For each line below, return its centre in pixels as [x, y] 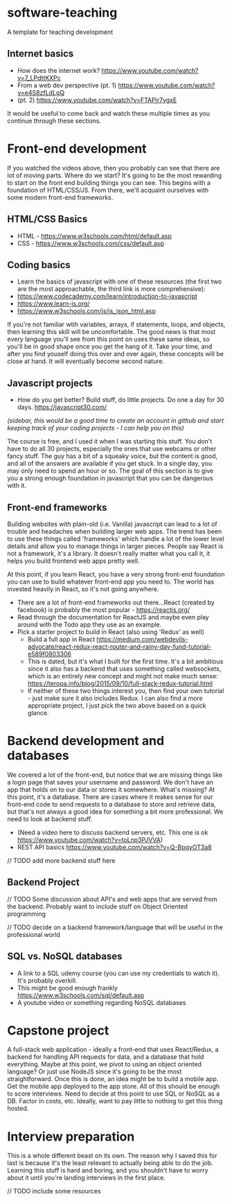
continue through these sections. [54, 121]
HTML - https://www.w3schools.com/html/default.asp [94, 236]
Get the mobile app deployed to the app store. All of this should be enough [114, 1087]
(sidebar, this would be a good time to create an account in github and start [115, 421]
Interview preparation [71, 1136]
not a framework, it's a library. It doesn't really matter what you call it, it [109, 553]
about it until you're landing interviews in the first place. [87, 1178]
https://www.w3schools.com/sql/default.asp [81, 995]
